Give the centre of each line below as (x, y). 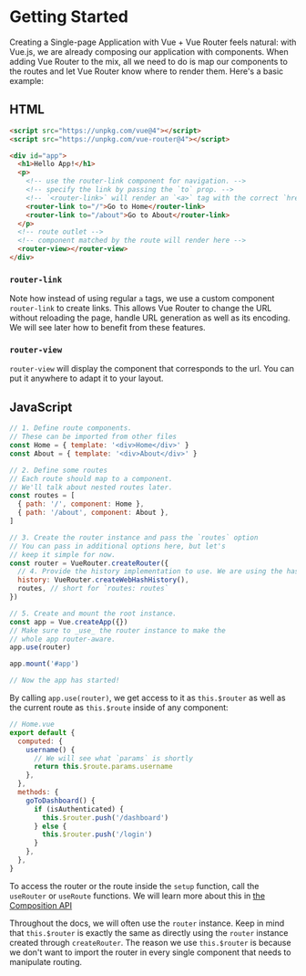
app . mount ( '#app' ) (44, 664)
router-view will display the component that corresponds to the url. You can (152, 369)
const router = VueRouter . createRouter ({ (89, 563)
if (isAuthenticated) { (79, 809)
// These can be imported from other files (93, 437)
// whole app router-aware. (63, 639)
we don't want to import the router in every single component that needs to (150, 952)
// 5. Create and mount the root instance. (93, 614)
